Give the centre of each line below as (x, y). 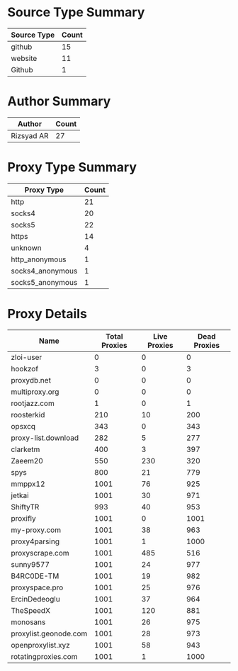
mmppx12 (28, 484)
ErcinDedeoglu (35, 599)
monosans (28, 622)
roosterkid (28, 415)
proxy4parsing (35, 541)
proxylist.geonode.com (49, 633)
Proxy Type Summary (72, 168)
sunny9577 (30, 564)
